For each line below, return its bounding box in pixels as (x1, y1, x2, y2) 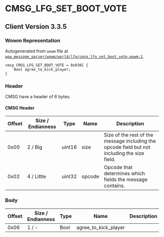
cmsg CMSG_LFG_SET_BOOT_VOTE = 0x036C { (5, 63, 89, 67)
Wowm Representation (5, 37, 61, 44)
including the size (104, 150, 144, 157)
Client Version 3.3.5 (5, 22, 67, 31)
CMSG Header (5, 105, 35, 110)
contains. (104, 182, 125, 189)
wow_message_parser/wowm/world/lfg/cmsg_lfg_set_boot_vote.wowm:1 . (5, 53, 144, 59)
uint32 (61, 173, 77, 180)
